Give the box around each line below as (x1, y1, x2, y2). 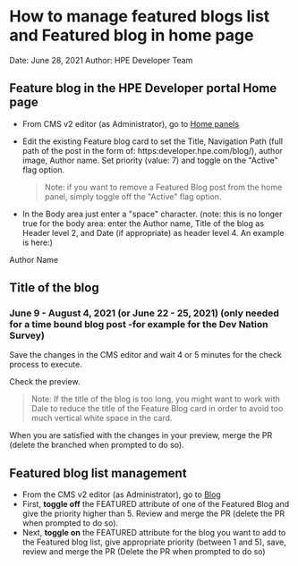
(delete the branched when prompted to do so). (9, 440, 185, 451)
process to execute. (9, 359, 82, 370)
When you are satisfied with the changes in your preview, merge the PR (9, 430, 273, 441)
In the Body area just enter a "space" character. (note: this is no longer (21, 208, 283, 219)
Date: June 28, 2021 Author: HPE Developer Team (9, 55, 193, 65)
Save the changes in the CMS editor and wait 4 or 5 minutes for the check (9, 350, 282, 360)
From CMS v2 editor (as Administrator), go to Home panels (21, 118, 240, 129)
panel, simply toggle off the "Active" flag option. (44, 190, 222, 202)
